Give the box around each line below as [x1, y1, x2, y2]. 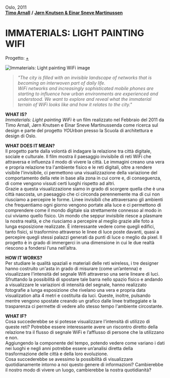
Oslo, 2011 [5, 5, 27, 10]
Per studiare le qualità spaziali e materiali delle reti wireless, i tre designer [5, 260, 159, 266]
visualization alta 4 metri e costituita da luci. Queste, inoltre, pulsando [5, 292, 151, 298]
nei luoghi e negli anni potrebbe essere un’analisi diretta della [5, 345, 133, 351]
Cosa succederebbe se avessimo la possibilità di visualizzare [5, 356, 133, 362]
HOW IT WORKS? [5, 254, 43, 260]
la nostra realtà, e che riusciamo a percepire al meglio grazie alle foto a [5, 218, 154, 224]
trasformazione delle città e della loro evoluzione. [5, 351, 108, 357]
